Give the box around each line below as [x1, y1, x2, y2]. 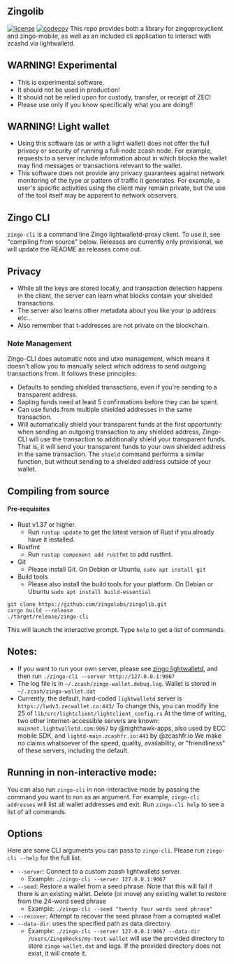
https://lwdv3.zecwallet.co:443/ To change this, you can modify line [17, 701, 219, 710]
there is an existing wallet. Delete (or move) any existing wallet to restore [17, 890, 227, 898]
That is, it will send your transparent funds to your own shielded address [17, 443, 226, 451]
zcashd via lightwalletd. [7, 39, 75, 48]
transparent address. [17, 390, 78, 399]
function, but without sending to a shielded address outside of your [17, 457, 211, 466]
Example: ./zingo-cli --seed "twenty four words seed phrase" [27, 904, 213, 913]
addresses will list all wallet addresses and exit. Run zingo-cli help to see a [7, 800, 225, 808]
